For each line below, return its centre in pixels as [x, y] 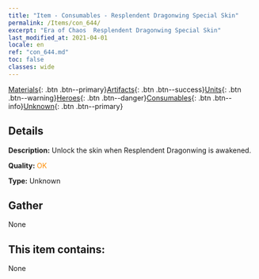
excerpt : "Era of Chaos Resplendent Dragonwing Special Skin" [115, 30]
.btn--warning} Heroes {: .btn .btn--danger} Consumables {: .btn [110, 98]
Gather [26, 205]
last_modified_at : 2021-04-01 [58, 38]
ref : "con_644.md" [38, 52]
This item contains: [57, 249]
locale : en [26, 45]
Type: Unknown [34, 181]
